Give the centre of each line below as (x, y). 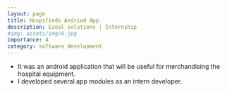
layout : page (26, 14)
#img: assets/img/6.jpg (42, 33)
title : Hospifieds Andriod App (53, 20)
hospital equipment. (46, 74)
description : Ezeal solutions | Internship (72, 27)
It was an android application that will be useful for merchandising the (119, 66)
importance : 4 (28, 40)
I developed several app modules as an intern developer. (99, 81)
